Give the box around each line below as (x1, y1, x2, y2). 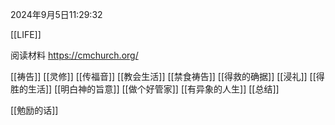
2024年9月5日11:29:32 (10, 9, 103, 20)
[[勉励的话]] (10, 104, 59, 116)
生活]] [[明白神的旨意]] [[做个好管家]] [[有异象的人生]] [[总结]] (27, 83, 280, 95)
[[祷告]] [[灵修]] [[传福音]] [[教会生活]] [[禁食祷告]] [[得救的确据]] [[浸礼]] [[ (10, 71, 317, 82)
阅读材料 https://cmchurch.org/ (10, 49, 139, 61)
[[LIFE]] (10, 29, 42, 40)
